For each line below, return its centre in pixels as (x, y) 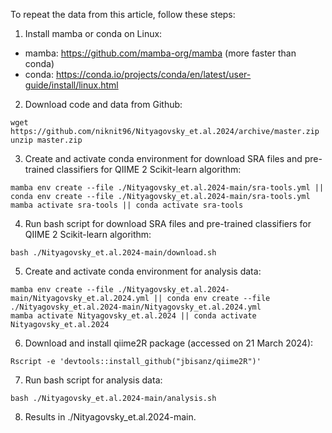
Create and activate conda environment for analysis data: (143, 271)
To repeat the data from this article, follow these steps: (123, 14)
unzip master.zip (46, 140)
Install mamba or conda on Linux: (93, 33)
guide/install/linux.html (71, 85)
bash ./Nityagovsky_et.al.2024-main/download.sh (113, 253)
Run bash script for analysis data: (93, 380)
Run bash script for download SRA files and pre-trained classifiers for (168, 223)
